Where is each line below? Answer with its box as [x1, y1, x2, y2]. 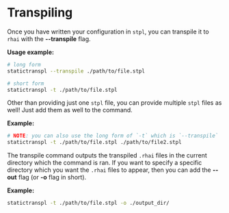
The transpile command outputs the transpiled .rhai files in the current [7, 151, 207, 160]
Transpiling [7, 5, 73, 21]
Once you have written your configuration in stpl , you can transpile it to [7, 27, 210, 36]
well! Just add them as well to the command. [7, 106, 133, 114]
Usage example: [7, 48, 55, 56]
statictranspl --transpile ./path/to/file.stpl [7, 67, 146, 75]
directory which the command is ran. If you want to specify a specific [7, 159, 202, 167]
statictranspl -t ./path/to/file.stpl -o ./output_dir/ [7, 200, 170, 207]
